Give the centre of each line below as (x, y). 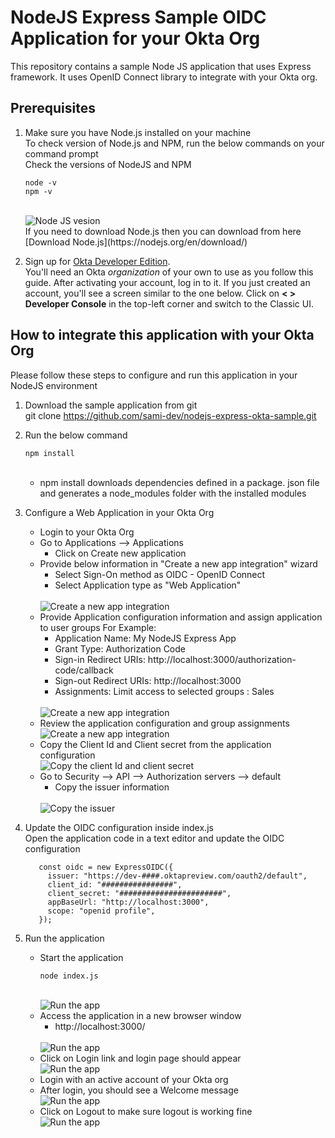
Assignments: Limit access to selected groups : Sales (164, 691)
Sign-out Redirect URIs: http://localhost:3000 (148, 680)
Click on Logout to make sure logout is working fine (146, 1111)
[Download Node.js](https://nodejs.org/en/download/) (136, 242)
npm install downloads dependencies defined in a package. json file (179, 482)
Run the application (64, 938)
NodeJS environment (54, 385)
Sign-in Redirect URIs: (100, 659)
